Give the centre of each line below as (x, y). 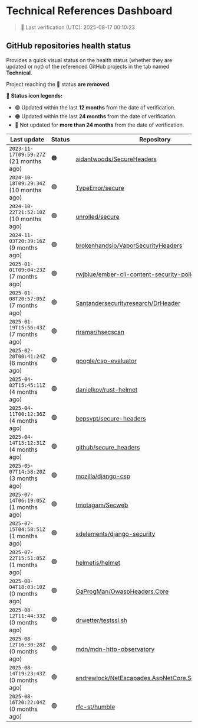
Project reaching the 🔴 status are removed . (58, 84)
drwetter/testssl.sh (102, 620)
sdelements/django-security (115, 533)
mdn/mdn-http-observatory (115, 649)
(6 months (24, 363)
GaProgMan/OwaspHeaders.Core (122, 591)
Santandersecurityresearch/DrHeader (128, 303)
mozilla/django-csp (103, 476)
